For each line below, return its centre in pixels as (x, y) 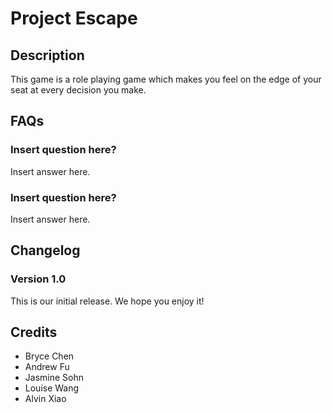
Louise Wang (52, 388)
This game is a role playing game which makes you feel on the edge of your (166, 79)
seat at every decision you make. (78, 90)
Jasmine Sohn (54, 378)
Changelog (45, 250)
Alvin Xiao (45, 399)
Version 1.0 (38, 279)
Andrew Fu (47, 367)
